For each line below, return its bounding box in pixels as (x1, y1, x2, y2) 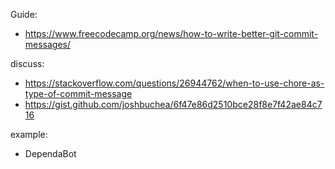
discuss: (10, 58, 45, 69)
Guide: (10, 9, 38, 20)
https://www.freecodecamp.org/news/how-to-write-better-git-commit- (24, 28, 319, 39)
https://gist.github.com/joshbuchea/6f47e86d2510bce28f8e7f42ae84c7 (24, 99, 323, 110)
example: (10, 129, 48, 140)
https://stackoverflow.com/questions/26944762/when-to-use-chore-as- (24, 77, 325, 89)
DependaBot (24, 148, 77, 159)
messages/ (24, 39, 72, 50)
